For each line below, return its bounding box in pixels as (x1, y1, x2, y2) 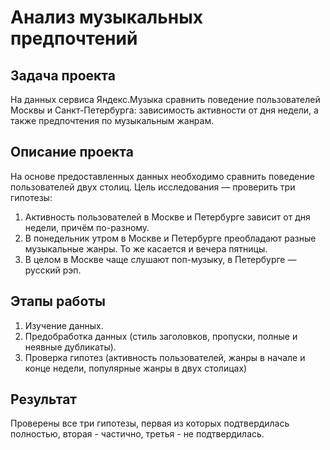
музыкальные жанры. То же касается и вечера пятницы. (24, 242, 268, 255)
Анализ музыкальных (10, 6, 204, 29)
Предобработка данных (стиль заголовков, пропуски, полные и (24, 330, 298, 342)
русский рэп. (24, 264, 82, 276)
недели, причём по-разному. (24, 221, 150, 233)
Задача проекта (10, 67, 116, 84)
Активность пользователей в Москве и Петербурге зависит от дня (24, 211, 311, 223)
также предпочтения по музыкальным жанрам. (10, 115, 215, 126)
